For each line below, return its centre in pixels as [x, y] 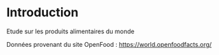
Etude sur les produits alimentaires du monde [70, 31]
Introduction [43, 13]
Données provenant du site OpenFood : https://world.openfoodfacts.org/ [109, 44]
